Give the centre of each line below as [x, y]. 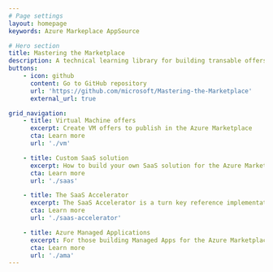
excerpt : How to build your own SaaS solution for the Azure [136, 166]
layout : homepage [38, 24]
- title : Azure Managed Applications [87, 232]
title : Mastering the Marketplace [67, 54]
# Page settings [36, 16]
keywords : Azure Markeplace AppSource [74, 31]
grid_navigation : [38, 113]
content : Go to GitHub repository [89, 83]
